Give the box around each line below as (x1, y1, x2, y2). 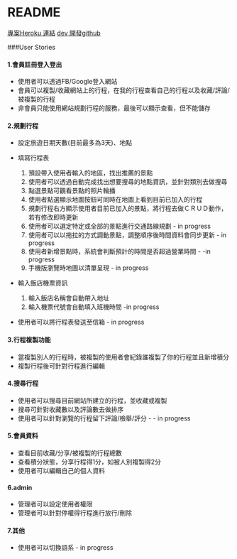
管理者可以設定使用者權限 (17, 500, 93, 509)
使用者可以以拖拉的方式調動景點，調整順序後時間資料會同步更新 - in (28, 231, 227, 239)
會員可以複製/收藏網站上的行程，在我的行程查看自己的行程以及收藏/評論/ (17, 86, 230, 94)
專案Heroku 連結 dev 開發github (7, 28, 101, 37)
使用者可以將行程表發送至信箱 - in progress (17, 318, 145, 327)
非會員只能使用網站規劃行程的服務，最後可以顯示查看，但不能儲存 (17, 104, 211, 112)
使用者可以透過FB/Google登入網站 (17, 77, 118, 86)
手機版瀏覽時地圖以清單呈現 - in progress (28, 264, 149, 272)
